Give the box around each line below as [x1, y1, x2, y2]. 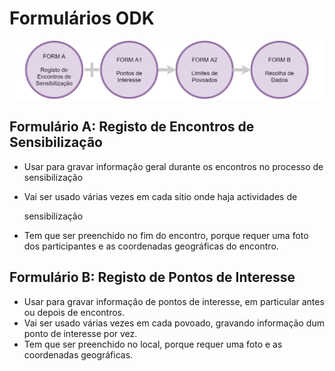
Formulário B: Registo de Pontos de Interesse [9, 269, 296, 286]
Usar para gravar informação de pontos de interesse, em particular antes [23, 295, 325, 307]
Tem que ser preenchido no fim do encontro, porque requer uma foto [23, 229, 309, 241]
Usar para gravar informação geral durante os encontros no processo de [23, 160, 324, 172]
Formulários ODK [9, 7, 155, 30]
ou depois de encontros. [23, 306, 126, 318]
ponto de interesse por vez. [23, 327, 138, 339]
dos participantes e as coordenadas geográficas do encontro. [23, 240, 279, 252]
